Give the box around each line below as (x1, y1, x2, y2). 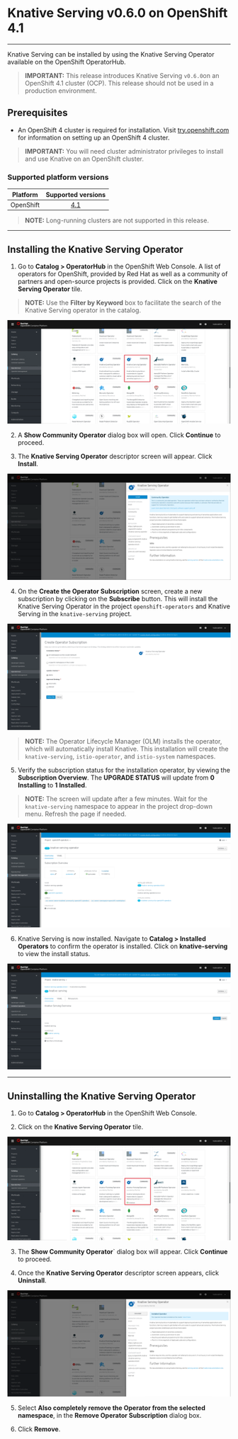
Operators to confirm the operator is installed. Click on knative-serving (17, 942, 228, 950)
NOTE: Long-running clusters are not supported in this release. (24, 216, 209, 224)
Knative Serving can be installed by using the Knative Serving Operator (7, 50, 215, 58)
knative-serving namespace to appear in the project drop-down (24, 802, 212, 810)
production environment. (24, 86, 97, 95)
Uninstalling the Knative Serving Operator (7, 1090, 196, 1102)
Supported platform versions (7, 172, 109, 182)
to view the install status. (17, 949, 91, 957)
